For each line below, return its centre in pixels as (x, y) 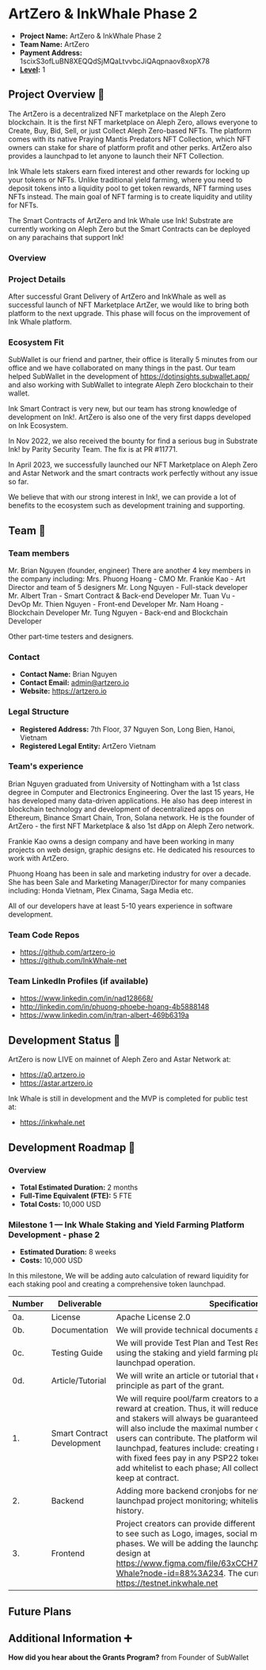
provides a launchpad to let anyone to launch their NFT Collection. (116, 156)
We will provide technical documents (184, 1330)
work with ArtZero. (39, 858)
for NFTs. (23, 205)
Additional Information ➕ (70, 1639)
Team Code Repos (44, 935)
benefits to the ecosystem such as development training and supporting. (127, 506)
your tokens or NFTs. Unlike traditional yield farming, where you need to (125, 179)
